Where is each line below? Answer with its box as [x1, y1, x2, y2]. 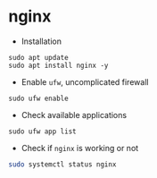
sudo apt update [8, 53, 69, 62]
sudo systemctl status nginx [8, 159, 117, 169]
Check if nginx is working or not [21, 142, 139, 153]
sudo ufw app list [8, 127, 77, 136]
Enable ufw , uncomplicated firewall [21, 76, 149, 87]
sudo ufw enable [8, 94, 69, 103]
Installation [21, 36, 62, 47]
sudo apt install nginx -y [8, 61, 109, 70]
